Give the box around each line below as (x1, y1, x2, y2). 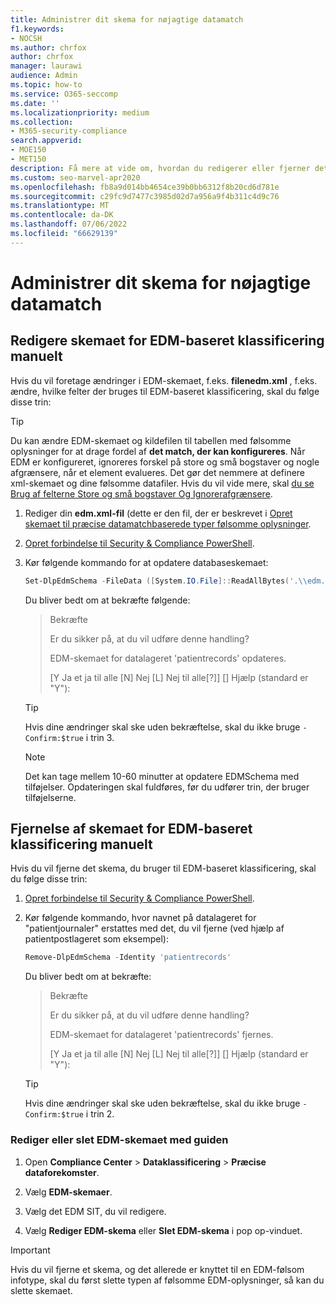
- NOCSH (10, 33, 43, 43)
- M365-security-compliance (10, 126, 128, 136)
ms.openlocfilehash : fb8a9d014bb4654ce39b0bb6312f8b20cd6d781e (10, 182, 280, 192)
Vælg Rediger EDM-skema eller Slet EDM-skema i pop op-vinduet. (24, 1224, 303, 1236)
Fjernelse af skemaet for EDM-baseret (10, 821, 253, 838)
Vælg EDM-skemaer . (24, 1186, 113, 1198)
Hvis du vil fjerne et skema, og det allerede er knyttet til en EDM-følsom (10, 1263, 305, 1275)
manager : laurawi (10, 61, 83, 71)
